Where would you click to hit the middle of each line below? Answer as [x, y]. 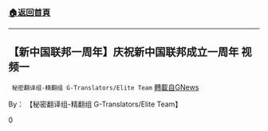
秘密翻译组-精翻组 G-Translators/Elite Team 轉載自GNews [105, 87]
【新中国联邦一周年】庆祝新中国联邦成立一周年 [124, 52]
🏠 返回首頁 [30, 12]
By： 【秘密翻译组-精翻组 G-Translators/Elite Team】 [95, 104]
